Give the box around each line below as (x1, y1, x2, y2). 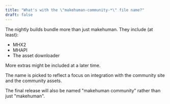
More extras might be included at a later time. (5, 62, 101, 68)
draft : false (5, 12, 33, 17)
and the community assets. (5, 77, 62, 84)
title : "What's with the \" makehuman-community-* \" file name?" (5, 7, 145, 13)
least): (5, 32, 19, 38)
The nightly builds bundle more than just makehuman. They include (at (5, 26, 153, 32)
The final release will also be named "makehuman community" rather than (5, 87, 161, 93)
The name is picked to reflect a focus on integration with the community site (5, 72, 165, 78)
